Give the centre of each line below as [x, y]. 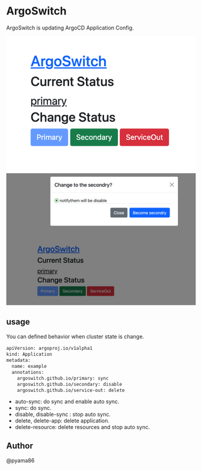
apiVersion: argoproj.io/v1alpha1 [50, 348]
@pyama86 [20, 460]
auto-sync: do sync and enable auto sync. [67, 401]
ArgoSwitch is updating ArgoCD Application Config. [70, 28]
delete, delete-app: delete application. [62, 420]
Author [20, 446]
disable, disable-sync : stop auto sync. [63, 414]
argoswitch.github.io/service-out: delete [71, 390]
